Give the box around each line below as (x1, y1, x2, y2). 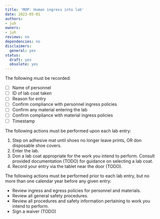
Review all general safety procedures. (12, 193, 89, 198)
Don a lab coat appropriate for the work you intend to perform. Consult (12, 153, 155, 159)
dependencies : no (5, 39, 41, 44)
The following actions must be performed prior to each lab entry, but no (5, 172, 150, 179)
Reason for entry (12, 96, 46, 102)
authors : (5, 16, 23, 21)
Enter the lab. (12, 147, 40, 153)
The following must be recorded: (5, 75, 71, 81)
